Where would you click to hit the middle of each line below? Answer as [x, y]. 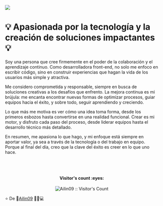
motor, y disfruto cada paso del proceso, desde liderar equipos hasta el [77, 122]
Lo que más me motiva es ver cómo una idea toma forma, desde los [73, 112]
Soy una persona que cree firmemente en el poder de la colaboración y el [79, 62]
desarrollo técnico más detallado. [38, 127]
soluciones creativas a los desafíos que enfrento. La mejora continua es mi [80, 92]
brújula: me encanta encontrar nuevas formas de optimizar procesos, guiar [80, 97]
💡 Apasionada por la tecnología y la [78, 27]
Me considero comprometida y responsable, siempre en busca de [71, 87]
